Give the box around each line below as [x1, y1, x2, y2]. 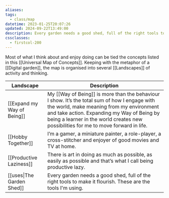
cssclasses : [5, 36, 30, 41]
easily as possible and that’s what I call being [47, 157, 153, 164]
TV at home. [47, 143, 76, 150]
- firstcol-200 [10, 40, 42, 45]
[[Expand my [8, 100, 39, 107]
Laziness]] [8, 160, 33, 167]
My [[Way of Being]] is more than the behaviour [47, 90, 160, 97]
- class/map [10, 17, 35, 22]
